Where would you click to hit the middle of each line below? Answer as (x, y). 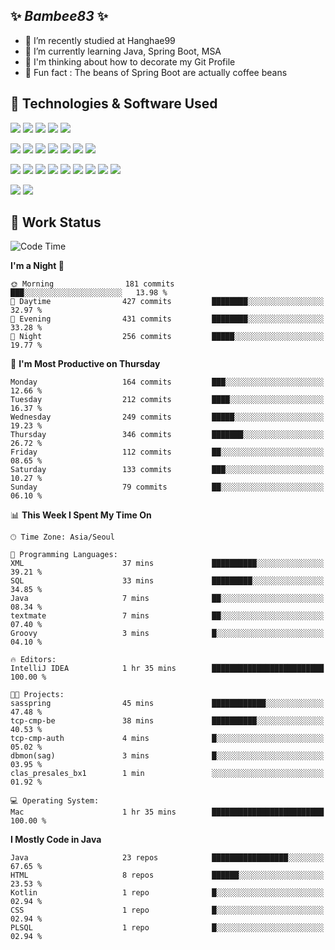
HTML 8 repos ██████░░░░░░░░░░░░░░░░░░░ (167, 875)
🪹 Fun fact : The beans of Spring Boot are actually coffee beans (156, 72)
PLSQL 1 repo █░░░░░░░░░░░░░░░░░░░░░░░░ (167, 928)
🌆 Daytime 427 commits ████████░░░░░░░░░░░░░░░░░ (167, 302)
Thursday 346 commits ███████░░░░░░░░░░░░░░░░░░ (167, 435)
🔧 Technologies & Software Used (114, 104)
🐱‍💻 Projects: (37, 695)
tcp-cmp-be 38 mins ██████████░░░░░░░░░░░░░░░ (167, 721)
